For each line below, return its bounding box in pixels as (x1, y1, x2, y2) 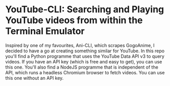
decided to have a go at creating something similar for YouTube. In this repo (5, 48, 165, 54)
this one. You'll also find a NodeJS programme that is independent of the (5, 64, 158, 70)
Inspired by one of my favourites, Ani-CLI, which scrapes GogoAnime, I (5, 42, 155, 48)
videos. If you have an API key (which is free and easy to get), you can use (5, 58, 162, 64)
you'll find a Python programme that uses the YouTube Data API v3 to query (5, 53, 165, 59)
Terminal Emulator (5, 26, 85, 37)
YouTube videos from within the (5, 14, 143, 26)
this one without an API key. (5, 75, 64, 81)
